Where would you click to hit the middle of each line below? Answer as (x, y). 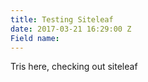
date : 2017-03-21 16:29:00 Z (71, 29)
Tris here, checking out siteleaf (74, 67)
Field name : (35, 38)
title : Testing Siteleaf (62, 19)
